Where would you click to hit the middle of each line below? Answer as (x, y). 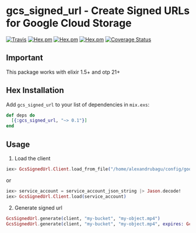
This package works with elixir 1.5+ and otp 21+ (63, 72)
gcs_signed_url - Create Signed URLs (98, 11)
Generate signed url (38, 208)
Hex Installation (35, 90)
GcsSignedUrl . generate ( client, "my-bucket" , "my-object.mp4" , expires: (95, 224)
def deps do (20, 115)
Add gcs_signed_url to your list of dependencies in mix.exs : (78, 104)
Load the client (32, 158)
